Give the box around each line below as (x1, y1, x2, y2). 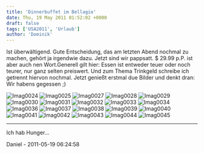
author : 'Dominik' (6, 32, 53, 38)
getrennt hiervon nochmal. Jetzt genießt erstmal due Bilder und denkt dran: (6, 74, 195, 81)
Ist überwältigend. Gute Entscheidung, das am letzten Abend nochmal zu (6, 48, 189, 55)
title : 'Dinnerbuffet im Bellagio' (6, 8, 97, 15)
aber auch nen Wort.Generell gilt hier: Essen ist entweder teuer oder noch (6, 61, 191, 69)
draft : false (6, 20, 39, 26)
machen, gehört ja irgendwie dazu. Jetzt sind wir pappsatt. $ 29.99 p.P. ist (6, 55, 193, 62)
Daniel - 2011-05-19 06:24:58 (6, 141, 80, 148)
